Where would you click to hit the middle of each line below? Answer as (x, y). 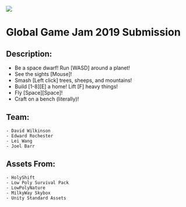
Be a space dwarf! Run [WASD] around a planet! (72, 68)
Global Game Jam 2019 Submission (93, 32)
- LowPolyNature (26, 188)
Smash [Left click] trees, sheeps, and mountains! (73, 80)
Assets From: (31, 164)
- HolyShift (20, 177)
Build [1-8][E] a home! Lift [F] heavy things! (66, 87)
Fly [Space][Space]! (38, 93)
